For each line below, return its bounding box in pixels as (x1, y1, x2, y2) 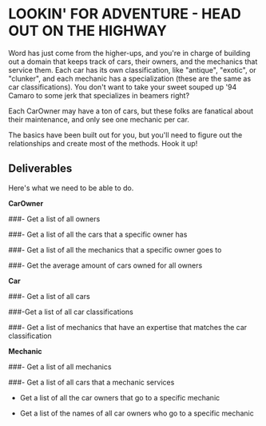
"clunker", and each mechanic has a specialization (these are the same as (8, 74, 252, 83)
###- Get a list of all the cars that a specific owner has (8, 229, 188, 239)
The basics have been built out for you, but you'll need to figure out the (8, 129, 243, 140)
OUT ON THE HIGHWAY (8, 22, 168, 40)
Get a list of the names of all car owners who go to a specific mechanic (19, 408, 254, 418)
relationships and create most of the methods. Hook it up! (8, 138, 198, 148)
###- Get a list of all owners (8, 213, 101, 224)
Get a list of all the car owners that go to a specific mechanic (19, 392, 220, 402)
